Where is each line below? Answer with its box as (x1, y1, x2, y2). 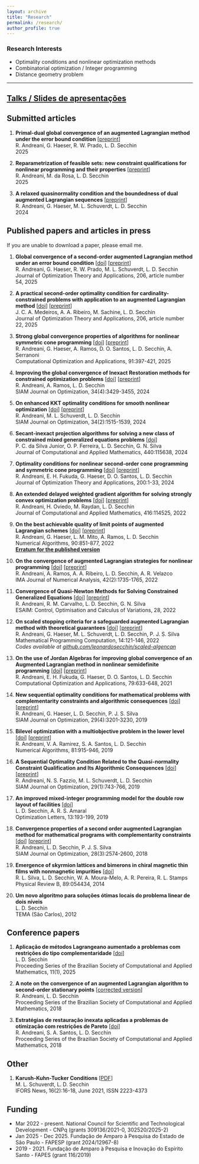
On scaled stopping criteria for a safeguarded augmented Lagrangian (15, 617, 190, 625)
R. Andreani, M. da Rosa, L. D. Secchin (15, 172, 109, 179)
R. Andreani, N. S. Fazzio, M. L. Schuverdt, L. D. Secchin (15, 777, 152, 784)
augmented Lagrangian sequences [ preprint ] (15, 196, 128, 203)
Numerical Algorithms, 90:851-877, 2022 (15, 539, 115, 547)
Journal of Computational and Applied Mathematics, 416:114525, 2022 (15, 509, 187, 516)
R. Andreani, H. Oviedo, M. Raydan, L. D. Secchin (15, 503, 135, 510)
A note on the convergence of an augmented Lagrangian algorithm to (15, 980, 188, 987)
